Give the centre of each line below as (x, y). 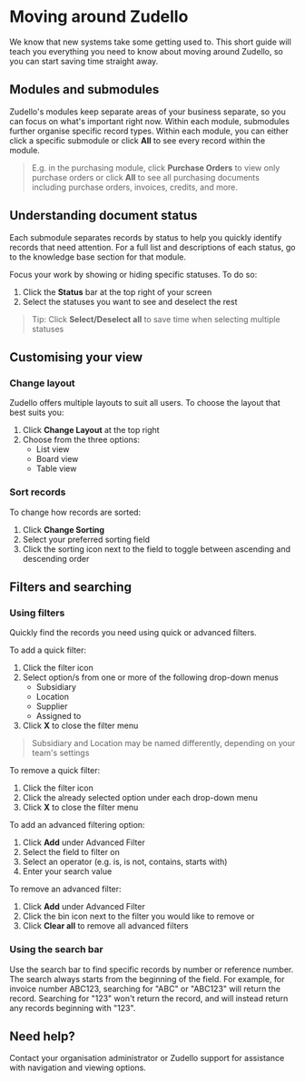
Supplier (52, 706)
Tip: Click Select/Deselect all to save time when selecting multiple (156, 319)
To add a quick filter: (48, 650)
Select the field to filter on (71, 852)
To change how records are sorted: (75, 512)
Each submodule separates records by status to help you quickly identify (146, 237)
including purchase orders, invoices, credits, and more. (135, 187)
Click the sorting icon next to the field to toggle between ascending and (157, 549)
